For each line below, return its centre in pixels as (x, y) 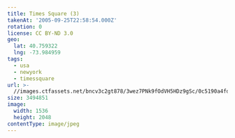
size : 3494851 (28, 98)
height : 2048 (33, 117)
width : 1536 (31, 111)
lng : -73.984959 (37, 53)
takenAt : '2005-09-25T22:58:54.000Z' (62, 20)
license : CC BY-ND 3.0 (40, 33)
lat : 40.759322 (36, 46)
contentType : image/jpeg (43, 124)
